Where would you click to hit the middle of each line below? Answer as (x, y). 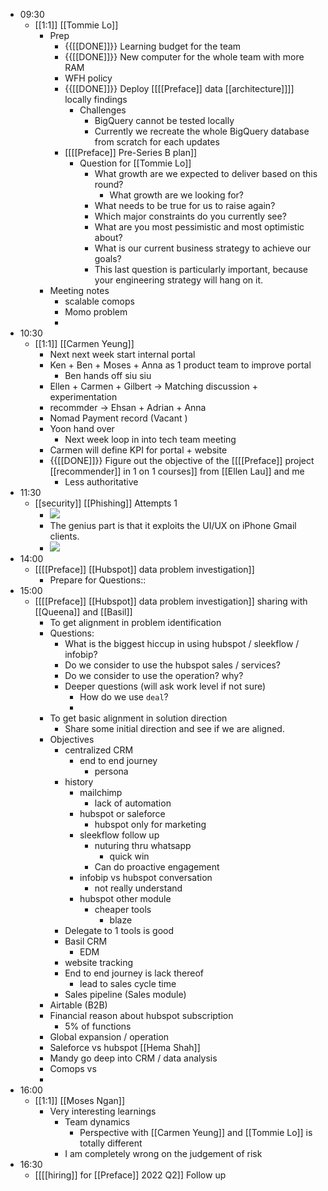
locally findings (96, 99)
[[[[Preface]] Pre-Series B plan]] (131, 152)
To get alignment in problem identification (135, 622)
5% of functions (98, 1026)
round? (109, 184)
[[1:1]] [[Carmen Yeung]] (84, 343)
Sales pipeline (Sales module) (125, 994)
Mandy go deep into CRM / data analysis (133, 1058)
